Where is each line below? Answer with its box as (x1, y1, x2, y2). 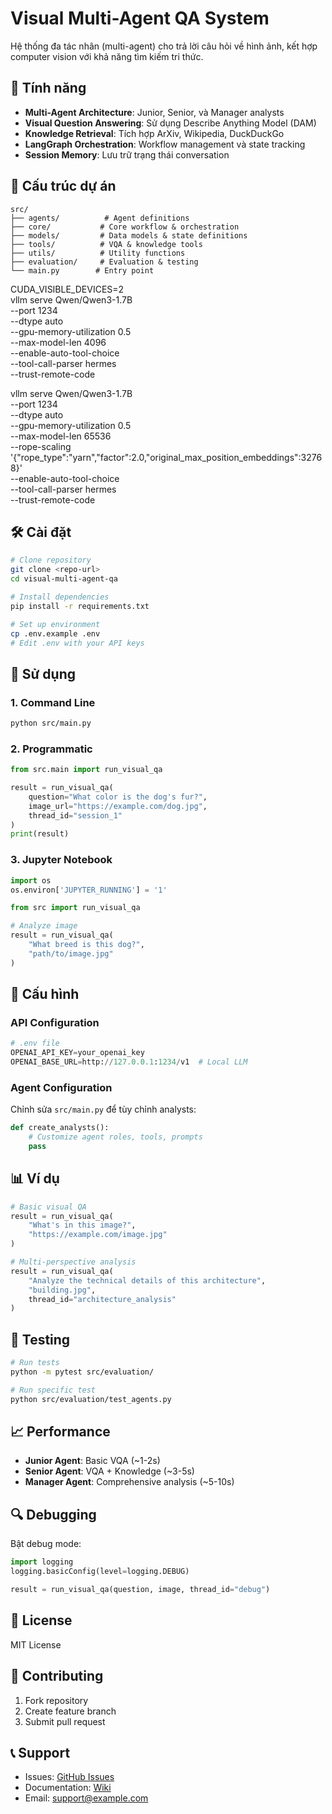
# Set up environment (10, 619, 101, 629)
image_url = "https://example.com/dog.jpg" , (28, 801, 208, 811)
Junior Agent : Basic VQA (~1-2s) (24, 1455, 161, 1467)
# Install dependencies (10, 592, 110, 602)
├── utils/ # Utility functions (10, 248, 186, 258)
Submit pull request (24, 1715, 106, 1727)
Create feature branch (24, 1705, 117, 1717)
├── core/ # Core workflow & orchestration (10, 222, 240, 232)
